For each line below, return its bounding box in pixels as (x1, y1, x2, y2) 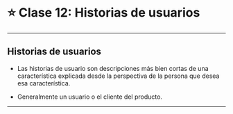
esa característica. (17, 79, 71, 87)
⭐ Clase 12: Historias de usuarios (7, 5, 200, 21)
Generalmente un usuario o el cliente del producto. (17, 92, 163, 101)
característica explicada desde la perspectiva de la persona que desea (17, 72, 220, 80)
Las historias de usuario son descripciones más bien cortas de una (17, 64, 209, 72)
